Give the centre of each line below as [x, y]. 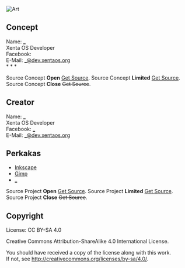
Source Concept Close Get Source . [48, 84]
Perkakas [24, 154]
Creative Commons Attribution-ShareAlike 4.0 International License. [88, 241]
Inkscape [25, 167]
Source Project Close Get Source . [47, 197]
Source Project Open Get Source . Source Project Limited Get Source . [90, 191]
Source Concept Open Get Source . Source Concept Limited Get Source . [93, 78]
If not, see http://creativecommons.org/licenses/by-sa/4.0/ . [77, 259]
